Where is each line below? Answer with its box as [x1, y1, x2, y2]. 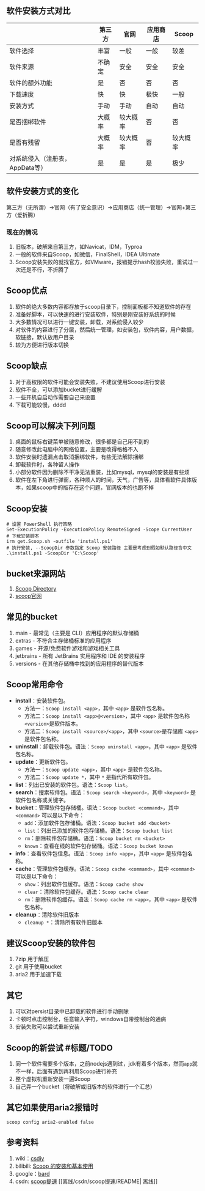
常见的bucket [6, 612, 58, 622]
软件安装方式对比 [6, 6, 71, 17]
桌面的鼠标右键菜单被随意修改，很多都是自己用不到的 [15, 438, 149, 445]
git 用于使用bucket [15, 963, 62, 970]
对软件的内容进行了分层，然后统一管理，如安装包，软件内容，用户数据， [15, 326, 197, 333]
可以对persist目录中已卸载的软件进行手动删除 [15, 1008, 129, 1015]
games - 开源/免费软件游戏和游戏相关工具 [15, 644, 120, 652]
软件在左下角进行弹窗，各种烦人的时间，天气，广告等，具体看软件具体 [15, 476, 192, 484]
